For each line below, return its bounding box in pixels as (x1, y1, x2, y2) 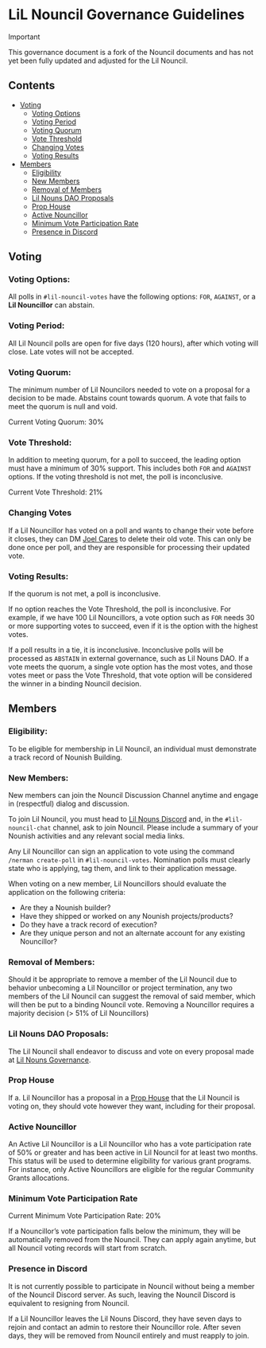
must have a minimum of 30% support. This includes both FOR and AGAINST (8, 463, 252, 473)
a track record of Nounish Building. (8, 752, 123, 762)
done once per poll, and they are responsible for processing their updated (8, 542, 250, 552)
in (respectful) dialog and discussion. (8, 799, 129, 808)
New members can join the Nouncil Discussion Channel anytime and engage (8, 790, 259, 799)
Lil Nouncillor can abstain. (8, 300, 95, 310)
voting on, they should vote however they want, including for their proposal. (8, 1101, 256, 1111)
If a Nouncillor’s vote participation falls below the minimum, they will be (8, 1226, 241, 1236)
